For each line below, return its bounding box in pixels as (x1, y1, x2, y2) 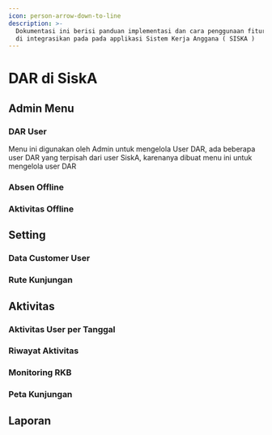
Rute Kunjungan (8, 275, 73, 286)
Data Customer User (8, 253, 91, 264)
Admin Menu (8, 101, 74, 115)
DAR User (8, 126, 47, 137)
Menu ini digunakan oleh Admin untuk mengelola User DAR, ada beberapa (8, 144, 256, 154)
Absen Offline (8, 181, 65, 193)
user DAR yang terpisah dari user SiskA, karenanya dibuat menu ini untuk (8, 153, 253, 163)
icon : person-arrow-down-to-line (8, 11, 121, 20)
